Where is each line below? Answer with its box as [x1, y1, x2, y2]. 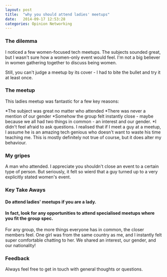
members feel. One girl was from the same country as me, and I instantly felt [5, 232, 162, 238]
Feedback [5, 255, 30, 262]
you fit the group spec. [5, 215, 53, 222]
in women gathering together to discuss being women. [5, 59, 117, 65]
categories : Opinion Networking [5, 21, 72, 26]
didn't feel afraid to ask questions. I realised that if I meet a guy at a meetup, [5, 124, 162, 130]
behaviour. [5, 139, 27, 145]
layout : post [5, 7, 32, 12]
